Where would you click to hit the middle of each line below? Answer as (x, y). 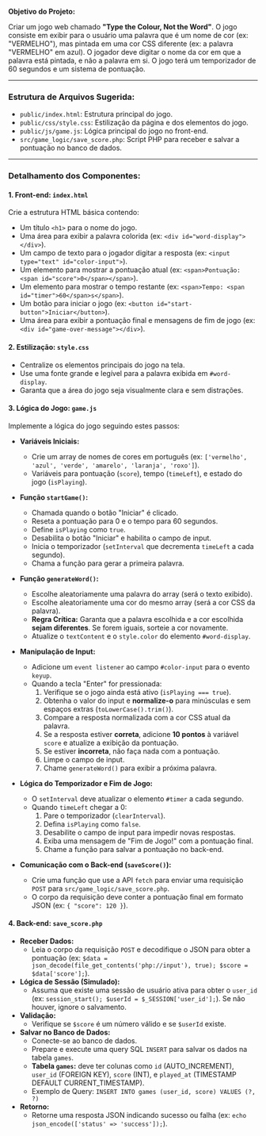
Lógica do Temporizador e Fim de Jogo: (86, 783)
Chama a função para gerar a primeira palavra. (108, 563)
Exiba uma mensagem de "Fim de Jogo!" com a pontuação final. (148, 841)
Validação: (38, 1015)
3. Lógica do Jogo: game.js (53, 409)
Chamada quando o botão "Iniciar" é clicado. (105, 512)
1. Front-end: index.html (48, 194)
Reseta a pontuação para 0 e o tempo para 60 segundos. (125, 521)
